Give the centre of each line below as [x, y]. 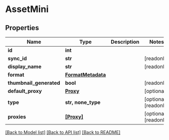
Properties [22, 28]
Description [125, 42]
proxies [17, 117]
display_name [25, 66]
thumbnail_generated [34, 83]
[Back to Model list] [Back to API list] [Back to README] [63, 132]
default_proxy [25, 91]
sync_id [17, 58]
